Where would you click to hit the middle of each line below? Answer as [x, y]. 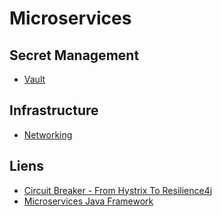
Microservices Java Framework [88, 201]
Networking [48, 134]
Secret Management [74, 55]
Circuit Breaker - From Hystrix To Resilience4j [118, 190]
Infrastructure [54, 110]
